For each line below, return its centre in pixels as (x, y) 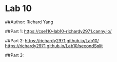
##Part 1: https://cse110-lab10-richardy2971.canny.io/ (58, 31)
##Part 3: (15, 55)
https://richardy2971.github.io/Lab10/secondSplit (54, 46)
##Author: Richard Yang (29, 22)
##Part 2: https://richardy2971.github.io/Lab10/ (52, 40)
